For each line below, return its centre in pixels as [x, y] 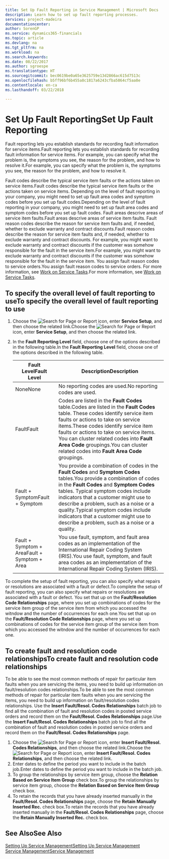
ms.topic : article [24, 38]
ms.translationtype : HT [30, 71]
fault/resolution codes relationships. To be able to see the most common [80, 690]
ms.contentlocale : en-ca [31, 85]
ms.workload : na [22, 52]
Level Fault [34, 371]
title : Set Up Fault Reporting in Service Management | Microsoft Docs [82, 10]
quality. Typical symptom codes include [105, 510]
